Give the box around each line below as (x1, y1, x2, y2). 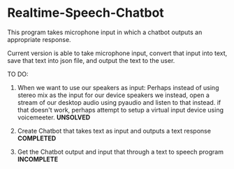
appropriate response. (7, 35, 71, 43)
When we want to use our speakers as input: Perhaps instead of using (17, 83, 219, 91)
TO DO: (7, 70, 29, 78)
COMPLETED (17, 134, 57, 142)
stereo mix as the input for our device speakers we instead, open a (17, 91, 210, 99)
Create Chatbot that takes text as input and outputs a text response (17, 126, 212, 135)
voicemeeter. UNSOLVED (17, 113, 91, 122)
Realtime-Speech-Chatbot (7, 5, 164, 21)
